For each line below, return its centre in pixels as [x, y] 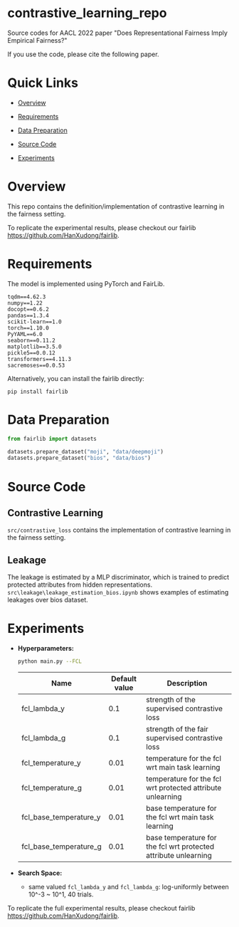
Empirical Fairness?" [37, 40]
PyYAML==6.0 [25, 334]
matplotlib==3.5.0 [34, 347]
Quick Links [43, 83]
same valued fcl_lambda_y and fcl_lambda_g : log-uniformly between [128, 886]
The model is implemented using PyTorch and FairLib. [86, 283]
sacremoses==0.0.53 [36, 365]
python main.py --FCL [49, 661]
